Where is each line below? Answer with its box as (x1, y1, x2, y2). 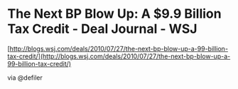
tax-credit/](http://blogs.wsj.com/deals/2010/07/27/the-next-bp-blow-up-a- (7, 52, 231, 61)
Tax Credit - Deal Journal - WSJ (7, 21, 198, 37)
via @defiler (7, 73, 43, 82)
